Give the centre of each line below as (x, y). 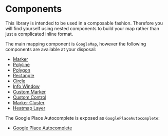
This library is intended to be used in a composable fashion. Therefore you (84, 23)
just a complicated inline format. (39, 34)
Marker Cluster (29, 102)
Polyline (21, 64)
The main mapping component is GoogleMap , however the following (76, 43)
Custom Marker (29, 92)
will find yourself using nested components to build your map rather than (82, 28)
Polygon (22, 70)
